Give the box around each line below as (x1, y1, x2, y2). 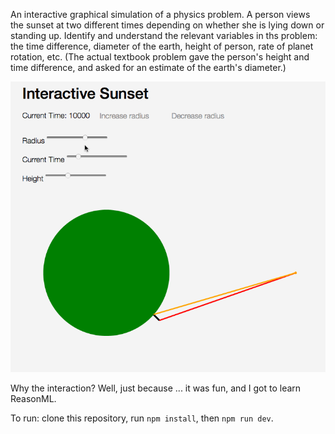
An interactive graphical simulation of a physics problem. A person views (10, 9, 311, 20)
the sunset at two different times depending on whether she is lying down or (10, 19, 325, 31)
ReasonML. (10, 392, 57, 404)
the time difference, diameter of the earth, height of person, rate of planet (10, 40, 314, 52)
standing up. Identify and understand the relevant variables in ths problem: (10, 30, 318, 41)
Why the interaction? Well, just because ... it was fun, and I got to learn (10, 382, 302, 394)
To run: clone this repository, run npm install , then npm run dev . (10, 412, 274, 424)
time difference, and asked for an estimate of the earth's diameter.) (10, 62, 287, 73)
